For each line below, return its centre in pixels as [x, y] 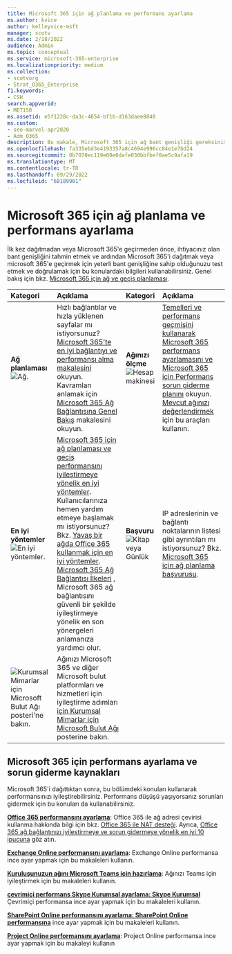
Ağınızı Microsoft [84, 659]
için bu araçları [186, 420]
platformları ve [80, 685]
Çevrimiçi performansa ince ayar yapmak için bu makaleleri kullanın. [104, 902]
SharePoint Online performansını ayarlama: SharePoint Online [98, 915]
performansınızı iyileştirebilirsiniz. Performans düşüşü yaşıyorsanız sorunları [115, 797]
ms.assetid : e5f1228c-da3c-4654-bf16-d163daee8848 [81, 116]
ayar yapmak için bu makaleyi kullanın [61, 944]
